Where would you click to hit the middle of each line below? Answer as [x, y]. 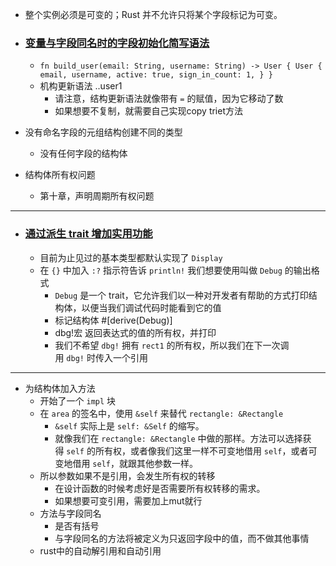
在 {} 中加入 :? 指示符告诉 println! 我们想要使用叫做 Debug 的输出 [175, 270]
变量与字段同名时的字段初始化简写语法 [117, 43]
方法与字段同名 [70, 513]
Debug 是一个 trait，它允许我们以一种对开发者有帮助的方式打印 [181, 295]
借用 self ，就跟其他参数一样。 [135, 463]
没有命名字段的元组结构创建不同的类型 [103, 132]
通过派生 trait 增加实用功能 [88, 234]
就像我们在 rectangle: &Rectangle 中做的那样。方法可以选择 [178, 438]
